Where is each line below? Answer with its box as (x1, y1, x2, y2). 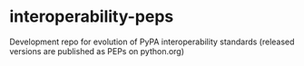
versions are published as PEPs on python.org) (9, 45, 184, 56)
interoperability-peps (9, 6, 174, 27)
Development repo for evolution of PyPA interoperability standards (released (9, 36, 295, 47)
